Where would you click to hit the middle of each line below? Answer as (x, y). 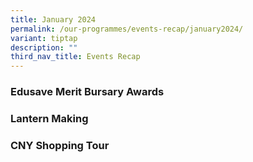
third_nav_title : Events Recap (75, 57)
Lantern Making (49, 118)
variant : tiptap (44, 38)
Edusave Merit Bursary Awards (87, 92)
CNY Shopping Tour (60, 145)
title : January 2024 (53, 19)
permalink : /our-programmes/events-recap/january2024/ (127, 29)
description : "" (44, 47)
